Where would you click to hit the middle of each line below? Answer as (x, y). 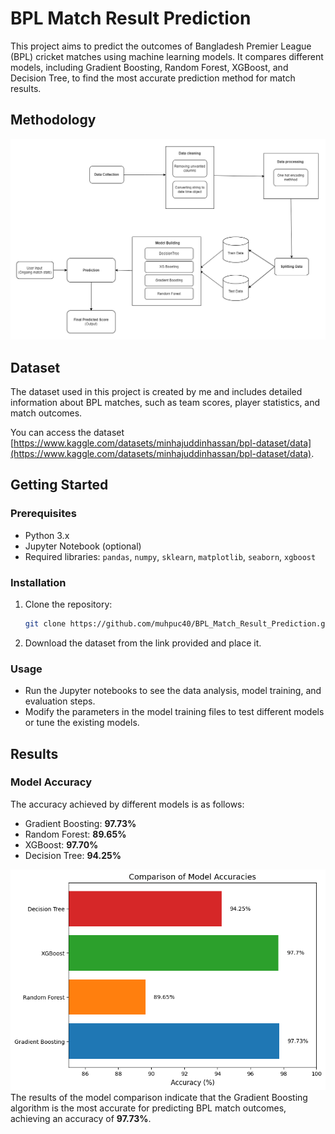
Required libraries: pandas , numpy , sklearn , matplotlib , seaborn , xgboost (170, 556)
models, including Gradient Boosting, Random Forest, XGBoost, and (149, 67)
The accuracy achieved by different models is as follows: (127, 804)
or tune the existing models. (82, 723)
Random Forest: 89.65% (75, 834)
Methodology (53, 120)
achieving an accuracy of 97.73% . (81, 1118)
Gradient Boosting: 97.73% (80, 823)
